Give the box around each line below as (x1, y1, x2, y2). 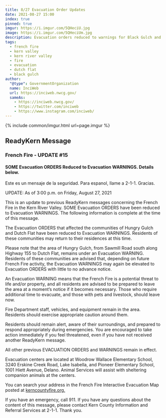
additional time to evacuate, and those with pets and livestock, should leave (5, 291, 160, 298)
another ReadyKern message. (5, 337, 66, 343)
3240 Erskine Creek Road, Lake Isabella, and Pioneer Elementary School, (5, 362, 155, 368)
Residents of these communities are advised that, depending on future (5, 256, 150, 262)
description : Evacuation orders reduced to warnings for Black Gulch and (5, 35, 162, 40)
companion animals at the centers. (5, 372, 76, 378)
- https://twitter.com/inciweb (14, 104, 79, 109)
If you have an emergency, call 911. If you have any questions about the (5, 397, 151, 403)
